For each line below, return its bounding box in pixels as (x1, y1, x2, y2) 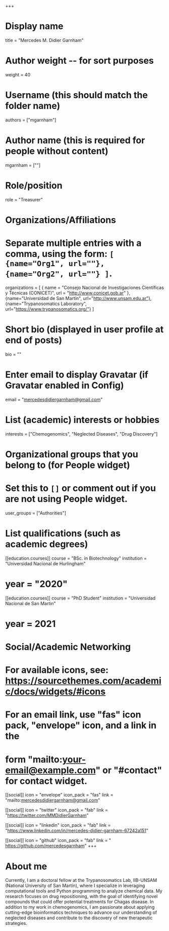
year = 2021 (5, 618, 56, 629)
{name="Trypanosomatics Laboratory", (5, 301, 87, 307)
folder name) (5, 100, 61, 112)
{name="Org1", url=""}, (5, 259, 105, 269)
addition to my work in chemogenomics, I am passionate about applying (5, 904, 155, 910)
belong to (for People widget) (5, 459, 130, 471)
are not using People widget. (5, 493, 128, 504)
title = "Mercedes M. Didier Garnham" (5, 37, 84, 43)
